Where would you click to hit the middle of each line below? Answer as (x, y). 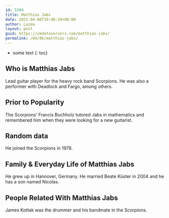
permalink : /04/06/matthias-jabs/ (42, 39)
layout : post (19, 29)
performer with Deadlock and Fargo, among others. (59, 86)
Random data (27, 136)
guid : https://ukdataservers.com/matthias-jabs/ (58, 34)
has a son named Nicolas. (32, 182)
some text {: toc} (30, 53)
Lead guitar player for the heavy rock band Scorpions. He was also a (77, 81)
